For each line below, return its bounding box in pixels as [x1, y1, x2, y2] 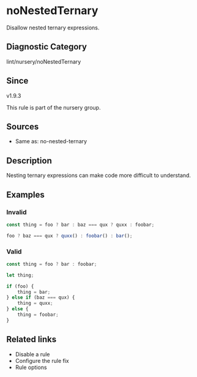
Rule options [15, 364, 47, 371]
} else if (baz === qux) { [6, 294, 75, 300]
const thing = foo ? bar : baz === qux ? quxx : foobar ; [6, 222, 155, 228]
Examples [6, 189, 45, 200]
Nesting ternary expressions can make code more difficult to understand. [6, 172, 191, 179]
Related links [6, 334, 57, 345]
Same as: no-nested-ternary [15, 138, 87, 145]
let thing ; [6, 272, 34, 278]
